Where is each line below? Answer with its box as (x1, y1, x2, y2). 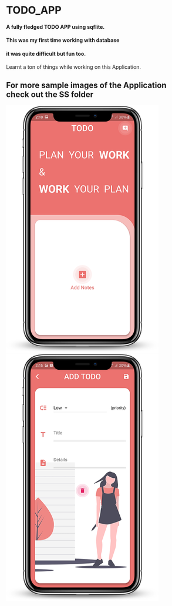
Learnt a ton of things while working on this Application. (6, 63, 141, 71)
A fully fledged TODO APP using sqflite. (6, 23, 105, 30)
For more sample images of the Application (6, 80, 167, 90)
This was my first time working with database (6, 36, 120, 44)
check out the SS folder (6, 89, 94, 99)
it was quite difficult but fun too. (6, 50, 86, 57)
